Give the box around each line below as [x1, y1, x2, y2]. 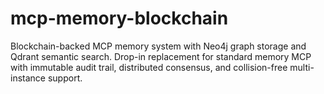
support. [47, 72, 83, 84]
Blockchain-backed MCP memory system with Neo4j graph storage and [10, 40, 307, 52]
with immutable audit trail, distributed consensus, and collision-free [10, 61, 288, 73]
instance [10, 72, 46, 84]
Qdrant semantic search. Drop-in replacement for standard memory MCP [10, 50, 312, 62]
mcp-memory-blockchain [10, 7, 229, 30]
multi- [289, 61, 315, 73]
